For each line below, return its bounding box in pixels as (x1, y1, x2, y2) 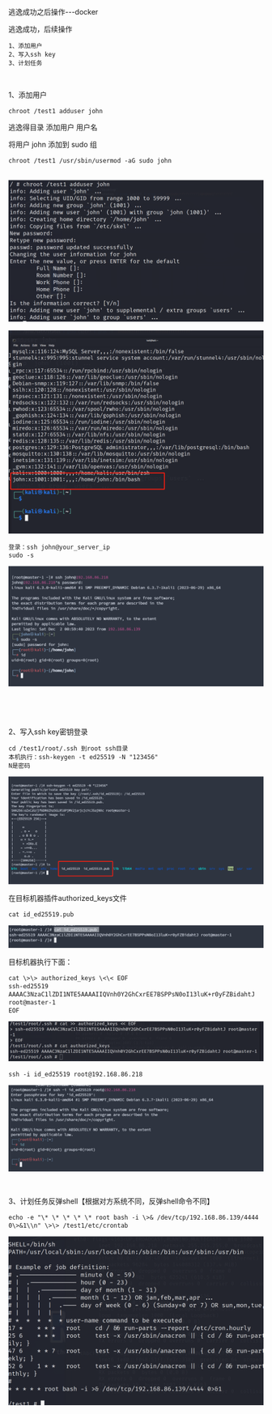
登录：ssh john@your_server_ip (8, 543, 111, 552)
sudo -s (8, 551, 35, 560)
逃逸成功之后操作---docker (8, 7, 99, 16)
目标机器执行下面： (8, 958, 73, 967)
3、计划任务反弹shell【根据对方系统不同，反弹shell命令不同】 (8, 1196, 215, 1206)
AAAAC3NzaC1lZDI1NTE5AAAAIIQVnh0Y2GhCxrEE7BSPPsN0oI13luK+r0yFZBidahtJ (8, 991, 255, 999)
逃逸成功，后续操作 (8, 24, 73, 34)
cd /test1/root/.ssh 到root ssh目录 (8, 744, 129, 753)
